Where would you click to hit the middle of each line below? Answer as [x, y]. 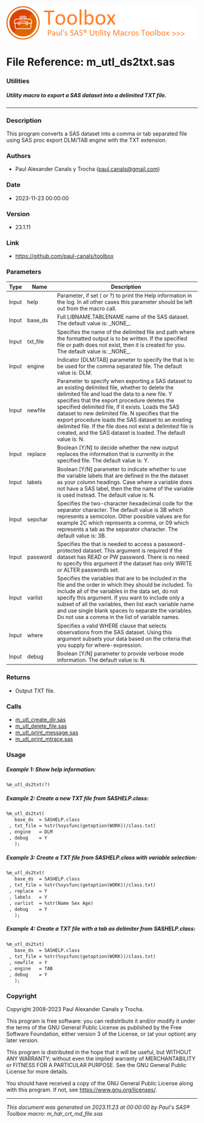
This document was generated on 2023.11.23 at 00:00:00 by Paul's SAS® [98, 1107]
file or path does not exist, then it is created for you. [121, 345]
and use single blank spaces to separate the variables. [125, 610]
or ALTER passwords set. [88, 570]
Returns [18, 677]
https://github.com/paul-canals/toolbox [64, 256]
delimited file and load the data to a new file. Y [114, 394]
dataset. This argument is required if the [133, 551]
